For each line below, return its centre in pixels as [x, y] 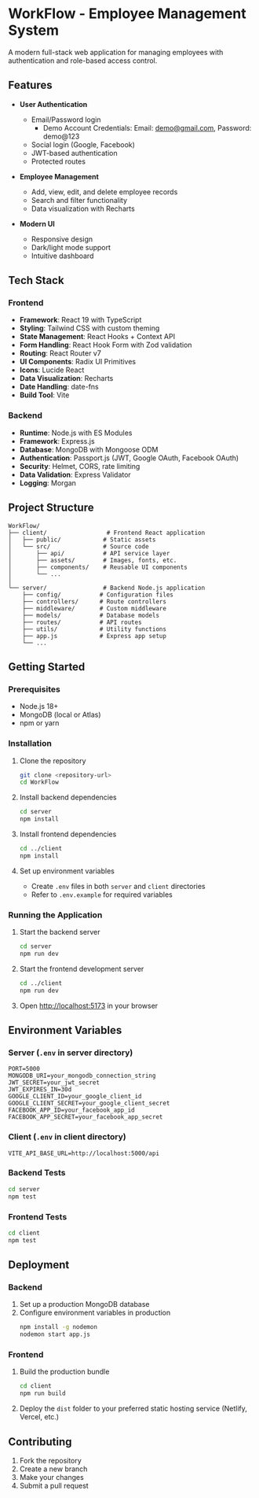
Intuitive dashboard [62, 256]
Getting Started [47, 667]
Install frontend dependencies [68, 834]
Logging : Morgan [48, 483]
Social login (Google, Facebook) [83, 144]
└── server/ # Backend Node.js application [107, 588]
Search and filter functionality [79, 200]
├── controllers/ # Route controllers [95, 601]
